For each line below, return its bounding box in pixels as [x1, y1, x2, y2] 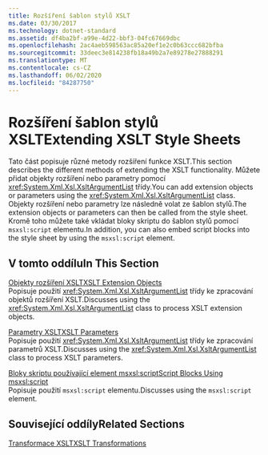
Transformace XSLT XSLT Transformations [8, 438, 146, 449]
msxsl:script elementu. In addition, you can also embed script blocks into [8, 225, 250, 235]
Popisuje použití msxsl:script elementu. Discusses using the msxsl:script [8, 385, 252, 395]
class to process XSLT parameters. [8, 353, 123, 363]
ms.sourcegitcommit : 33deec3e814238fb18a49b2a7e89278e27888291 [8, 49, 224, 57]
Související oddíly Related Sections [8, 417, 186, 431]
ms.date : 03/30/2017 [8, 19, 78, 27]
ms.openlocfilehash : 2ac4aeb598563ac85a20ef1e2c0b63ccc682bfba [8, 42, 224, 50]
